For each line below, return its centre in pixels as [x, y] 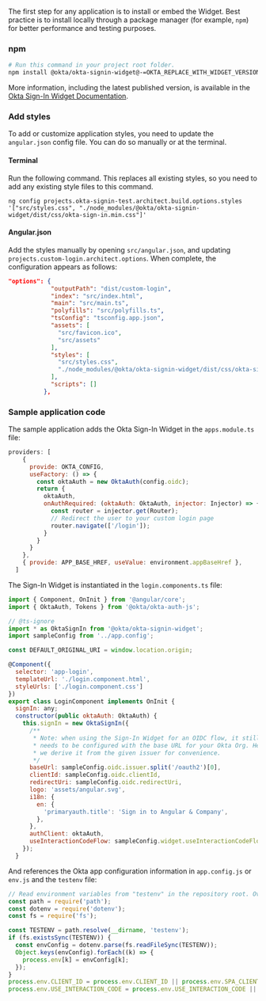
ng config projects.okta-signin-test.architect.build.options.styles [125, 201]
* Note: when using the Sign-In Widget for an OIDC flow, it [136, 738]
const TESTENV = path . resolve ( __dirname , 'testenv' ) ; [99, 931]
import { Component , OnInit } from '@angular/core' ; [97, 599]
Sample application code [57, 412]
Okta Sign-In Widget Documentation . [68, 96]
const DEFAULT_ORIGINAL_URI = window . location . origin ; [101, 650]
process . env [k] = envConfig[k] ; [76, 960]
